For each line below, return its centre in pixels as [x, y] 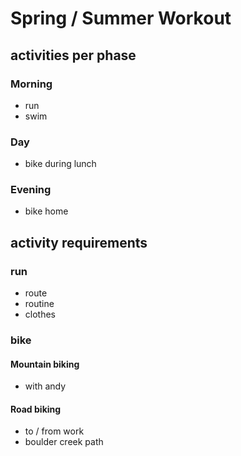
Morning [31, 84]
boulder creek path [64, 442]
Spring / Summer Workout [121, 18]
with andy [45, 386]
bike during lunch [60, 164]
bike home [46, 211]
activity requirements [79, 242]
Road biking [36, 409]
